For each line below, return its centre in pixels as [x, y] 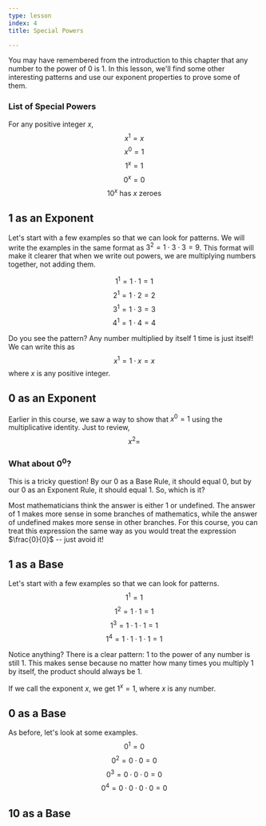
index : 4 [23, 23]
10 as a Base [40, 813]
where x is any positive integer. [59, 373]
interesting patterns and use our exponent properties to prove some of [125, 78]
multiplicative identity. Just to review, [69, 427]
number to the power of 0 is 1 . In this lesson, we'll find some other [117, 69]
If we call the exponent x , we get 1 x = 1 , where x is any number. [112, 688]
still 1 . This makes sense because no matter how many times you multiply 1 [131, 663]
